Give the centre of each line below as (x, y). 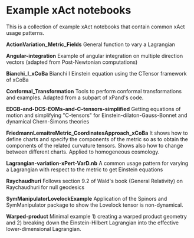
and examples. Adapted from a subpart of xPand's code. (75, 97)
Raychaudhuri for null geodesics (45, 187)
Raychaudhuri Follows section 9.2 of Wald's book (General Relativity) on (94, 181)
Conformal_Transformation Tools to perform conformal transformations (94, 91)
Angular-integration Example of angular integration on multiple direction (95, 56)
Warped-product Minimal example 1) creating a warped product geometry (97, 216)
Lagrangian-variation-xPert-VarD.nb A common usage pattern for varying (97, 163)
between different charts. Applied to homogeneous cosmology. (83, 152)
